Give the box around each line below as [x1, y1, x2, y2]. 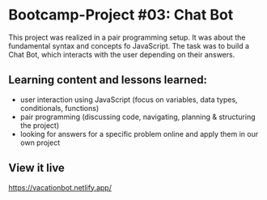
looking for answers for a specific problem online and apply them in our [19, 129, 259, 138]
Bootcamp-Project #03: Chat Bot [8, 6, 234, 24]
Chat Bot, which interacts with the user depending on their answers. [8, 49, 235, 59]
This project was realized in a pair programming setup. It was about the [8, 32, 246, 42]
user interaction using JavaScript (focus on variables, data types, [19, 95, 238, 104]
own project [19, 138, 61, 147]
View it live [8, 161, 65, 175]
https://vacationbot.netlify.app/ [8, 182, 112, 192]
